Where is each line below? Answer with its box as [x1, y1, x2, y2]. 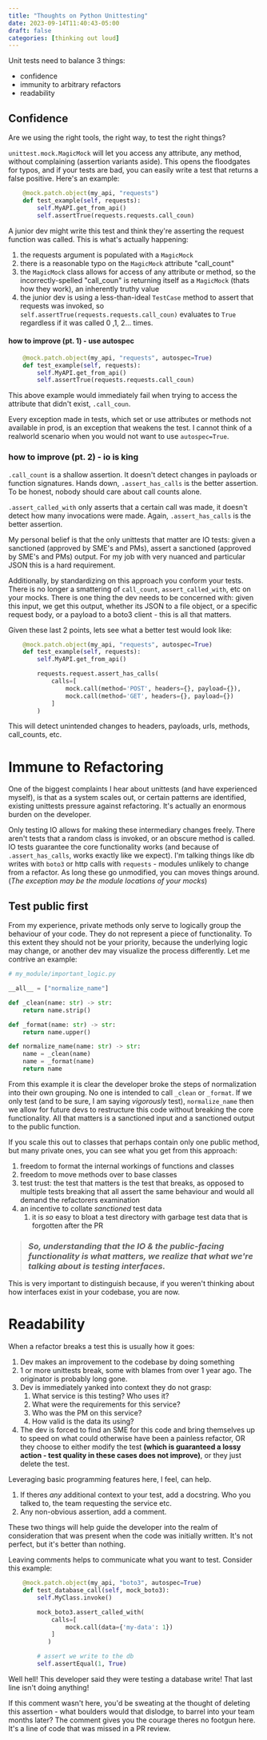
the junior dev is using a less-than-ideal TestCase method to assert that [19, 293, 254, 302]
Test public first [8, 899, 89, 913]
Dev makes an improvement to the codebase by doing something [19, 1357, 235, 1367]
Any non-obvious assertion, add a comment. [19, 1507, 167, 1517]
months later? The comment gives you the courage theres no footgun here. [8, 1715, 256, 1725]
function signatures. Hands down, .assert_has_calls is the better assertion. [8, 478, 258, 488]
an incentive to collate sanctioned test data [19, 1204, 162, 1213]
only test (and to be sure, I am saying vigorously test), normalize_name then [8, 1096, 254, 1105]
